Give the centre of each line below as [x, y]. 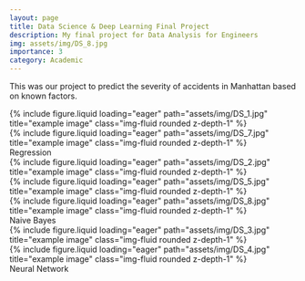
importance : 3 [36, 52]
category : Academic [46, 60]
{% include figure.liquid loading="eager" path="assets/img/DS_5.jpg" [140, 182]
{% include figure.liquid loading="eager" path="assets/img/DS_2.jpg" [140, 162]
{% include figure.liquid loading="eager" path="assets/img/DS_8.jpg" [140, 201]
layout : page [34, 18]
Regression [30, 152]
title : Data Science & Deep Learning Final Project [109, 26]
